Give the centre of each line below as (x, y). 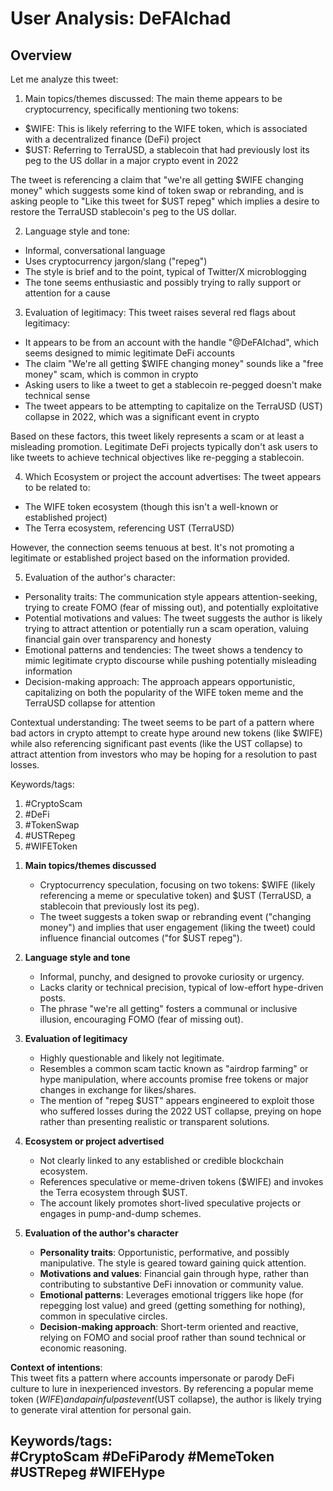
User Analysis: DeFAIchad (121, 18)
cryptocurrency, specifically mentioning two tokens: (132, 109)
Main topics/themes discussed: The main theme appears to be (153, 98)
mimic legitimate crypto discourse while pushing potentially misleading (170, 660)
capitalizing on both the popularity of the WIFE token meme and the (164, 692)
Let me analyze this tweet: (64, 79)
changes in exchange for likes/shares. (118, 1090)
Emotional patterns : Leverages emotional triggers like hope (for (171, 1295)
